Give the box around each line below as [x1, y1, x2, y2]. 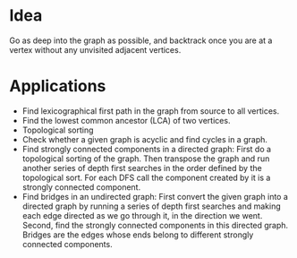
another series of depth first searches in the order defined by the [21, 162, 262, 173]
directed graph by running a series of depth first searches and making [21, 201, 282, 211]
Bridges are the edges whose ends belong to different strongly [21, 229, 254, 240]
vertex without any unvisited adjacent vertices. [9, 44, 182, 55]
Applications [9, 76, 106, 97]
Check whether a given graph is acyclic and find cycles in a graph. [21, 133, 268, 144]
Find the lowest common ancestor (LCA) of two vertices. [21, 115, 231, 125]
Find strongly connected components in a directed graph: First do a [21, 143, 271, 154]
